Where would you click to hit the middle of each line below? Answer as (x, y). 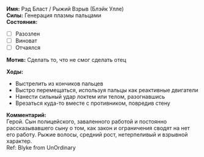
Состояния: (22, 22)
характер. (19, 141)
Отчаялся (28, 48)
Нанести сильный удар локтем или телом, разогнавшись (90, 97)
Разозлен (28, 34)
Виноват (26, 41)
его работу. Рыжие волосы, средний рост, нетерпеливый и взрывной (97, 135)
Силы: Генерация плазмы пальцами (54, 15)
